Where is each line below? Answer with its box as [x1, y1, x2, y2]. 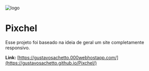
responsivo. [5, 45, 30, 51]
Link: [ [5, 54, 19, 60]
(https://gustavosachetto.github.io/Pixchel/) [5, 60, 97, 66]
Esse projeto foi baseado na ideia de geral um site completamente [5, 39, 144, 45]
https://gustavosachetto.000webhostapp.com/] [18, 54, 119, 60]
